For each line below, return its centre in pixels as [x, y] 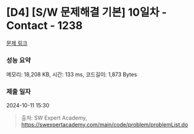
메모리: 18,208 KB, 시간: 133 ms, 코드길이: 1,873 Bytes [72, 75]
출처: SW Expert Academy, [54, 118]
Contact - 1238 [45, 26]
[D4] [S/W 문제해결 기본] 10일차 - [87, 12]
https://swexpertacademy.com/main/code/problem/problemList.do [105, 124]
